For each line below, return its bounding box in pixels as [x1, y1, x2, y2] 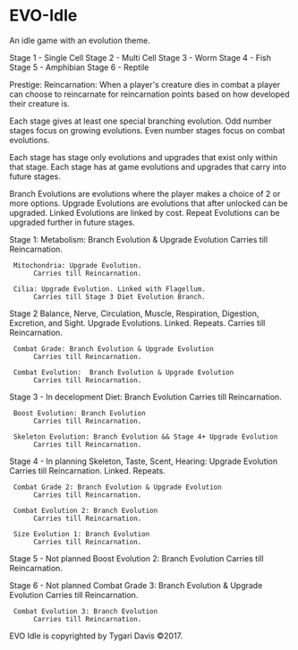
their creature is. [9, 98, 70, 108]
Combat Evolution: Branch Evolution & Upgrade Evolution [13, 368, 234, 377]
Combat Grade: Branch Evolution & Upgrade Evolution [13, 344, 215, 354]
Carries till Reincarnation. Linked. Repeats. [9, 465, 166, 475]
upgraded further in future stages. [9, 217, 136, 227]
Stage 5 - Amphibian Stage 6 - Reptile [9, 62, 149, 73]
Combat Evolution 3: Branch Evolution [13, 606, 158, 616]
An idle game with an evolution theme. [9, 35, 150, 46]
